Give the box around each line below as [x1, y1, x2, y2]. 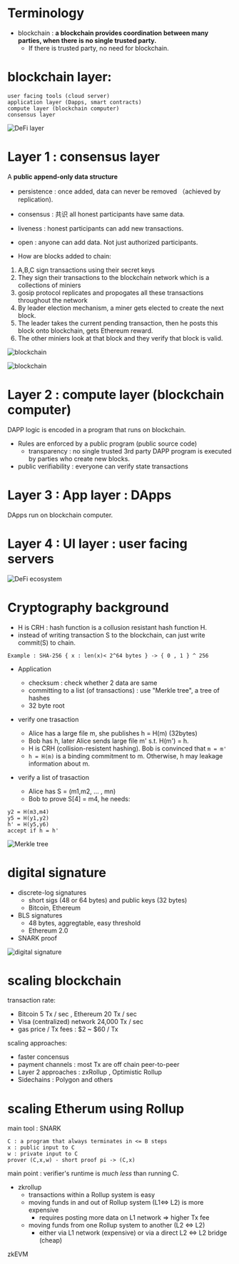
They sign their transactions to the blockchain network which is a [17, 273, 210, 281]
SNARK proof [17, 933, 57, 942]
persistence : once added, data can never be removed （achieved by [17, 187, 221, 196]
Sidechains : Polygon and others [17, 1075, 113, 1084]
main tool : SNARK [7, 1124, 61, 1133]
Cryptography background [7, 599, 169, 616]
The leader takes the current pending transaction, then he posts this [17, 318, 218, 327]
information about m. [28, 759, 91, 768]
